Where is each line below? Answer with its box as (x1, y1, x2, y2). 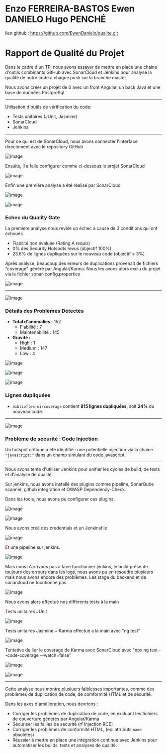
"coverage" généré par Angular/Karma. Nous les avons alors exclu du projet (5, 266, 161, 272)
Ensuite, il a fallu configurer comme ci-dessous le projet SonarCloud (5, 163, 145, 169)
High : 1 (19, 340, 35, 346)
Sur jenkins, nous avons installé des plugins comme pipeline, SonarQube (5, 481, 154, 487)
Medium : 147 (19, 345, 48, 351)
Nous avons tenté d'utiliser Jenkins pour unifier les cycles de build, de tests (5, 466, 160, 472)
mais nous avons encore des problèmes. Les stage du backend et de (5, 574, 147, 580)
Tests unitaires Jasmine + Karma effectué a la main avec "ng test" (5, 628, 141, 634)
